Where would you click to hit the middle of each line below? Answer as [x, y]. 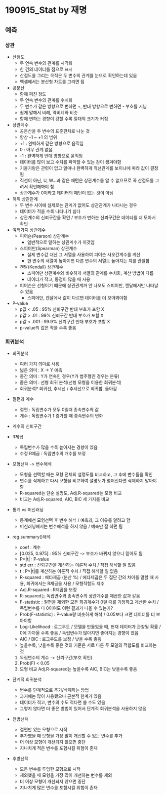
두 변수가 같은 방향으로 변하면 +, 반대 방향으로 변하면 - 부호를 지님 [83, 106]
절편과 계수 [23, 399]
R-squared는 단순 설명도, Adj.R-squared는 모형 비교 [71, 493]
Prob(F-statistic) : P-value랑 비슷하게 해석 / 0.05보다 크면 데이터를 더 [87, 614]
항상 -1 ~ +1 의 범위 [39, 137]
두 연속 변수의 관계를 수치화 [46, 100]
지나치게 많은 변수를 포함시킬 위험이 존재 [59, 788]
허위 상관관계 [25, 199]
